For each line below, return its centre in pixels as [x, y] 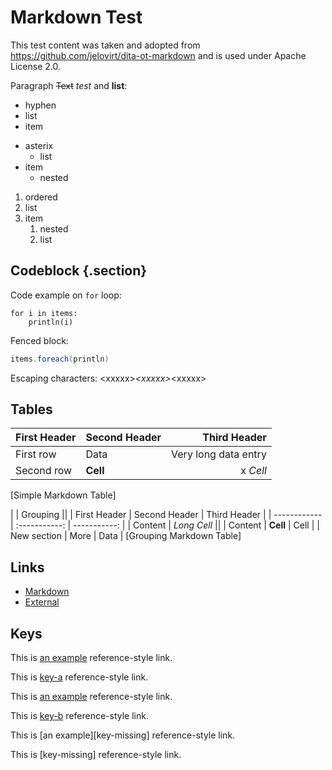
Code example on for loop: [66, 295]
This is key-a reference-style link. [79, 677]
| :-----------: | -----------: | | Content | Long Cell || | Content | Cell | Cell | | [165, 525]
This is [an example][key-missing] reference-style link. [123, 735]
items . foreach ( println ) [60, 359]
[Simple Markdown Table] [63, 495]
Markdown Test [76, 17]
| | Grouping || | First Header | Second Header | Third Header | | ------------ [166, 515]
